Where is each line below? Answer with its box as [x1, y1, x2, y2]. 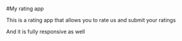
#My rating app [6, 5, 44, 12]
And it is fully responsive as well [6, 28, 85, 35]
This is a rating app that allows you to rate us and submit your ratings [6, 17, 176, 23]
